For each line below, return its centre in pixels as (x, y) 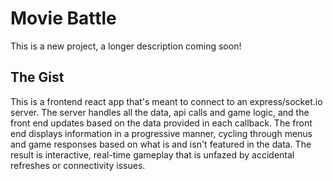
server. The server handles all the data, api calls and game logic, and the (160, 112)
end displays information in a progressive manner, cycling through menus (161, 133)
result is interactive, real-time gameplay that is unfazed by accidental (152, 154)
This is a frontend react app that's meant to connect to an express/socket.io (166, 101)
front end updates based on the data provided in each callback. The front (161, 123)
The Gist (37, 77)
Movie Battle (63, 18)
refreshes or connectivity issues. (78, 165)
